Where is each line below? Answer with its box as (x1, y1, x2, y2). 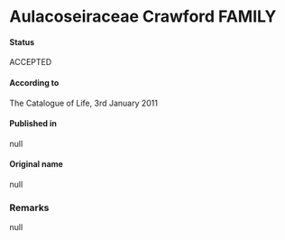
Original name (9, 159, 63, 170)
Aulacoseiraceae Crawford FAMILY (9, 6, 277, 27)
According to (9, 77, 60, 88)
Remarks (9, 201, 50, 214)
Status (9, 36, 35, 47)
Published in (9, 118, 57, 129)
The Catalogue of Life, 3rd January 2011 (9, 97, 158, 108)
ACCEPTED (9, 57, 52, 68)
